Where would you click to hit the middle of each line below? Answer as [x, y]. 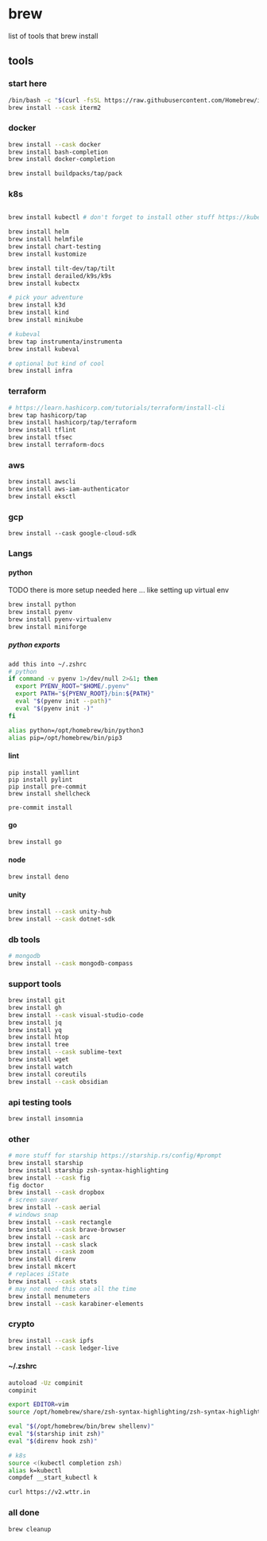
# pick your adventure [46, 298]
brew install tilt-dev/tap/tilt [62, 268]
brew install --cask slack [53, 1244]
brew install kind [39, 313]
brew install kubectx [44, 284]
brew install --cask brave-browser [67, 1230]
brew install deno [39, 877]
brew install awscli [43, 482]
